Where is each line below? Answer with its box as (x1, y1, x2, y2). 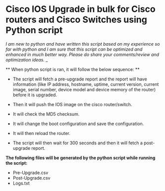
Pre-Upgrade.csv (12, 170, 49, 176)
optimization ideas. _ (5, 57, 48, 63)
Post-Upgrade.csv (12, 175, 51, 181)
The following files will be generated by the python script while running (5, 155, 156, 161)
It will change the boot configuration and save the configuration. (12, 121, 144, 127)
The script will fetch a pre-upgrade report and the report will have (12, 76, 148, 82)
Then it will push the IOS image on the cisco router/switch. (12, 101, 132, 107)
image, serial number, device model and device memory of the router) (12, 86, 156, 92)
